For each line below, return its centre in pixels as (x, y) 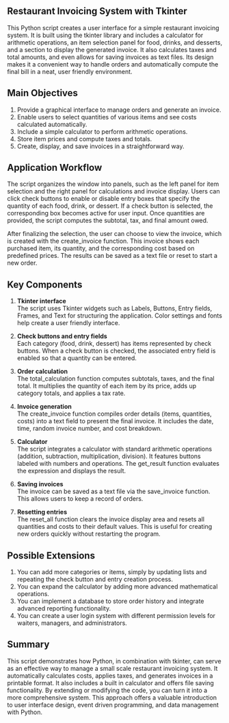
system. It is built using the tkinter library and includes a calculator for (105, 35)
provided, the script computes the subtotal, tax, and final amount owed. (108, 221)
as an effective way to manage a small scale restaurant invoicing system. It (112, 668)
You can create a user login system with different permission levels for (116, 616)
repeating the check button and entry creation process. (95, 580)
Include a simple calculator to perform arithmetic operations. (102, 131)
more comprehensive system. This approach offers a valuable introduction (112, 697)
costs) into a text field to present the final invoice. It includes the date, (115, 421)
